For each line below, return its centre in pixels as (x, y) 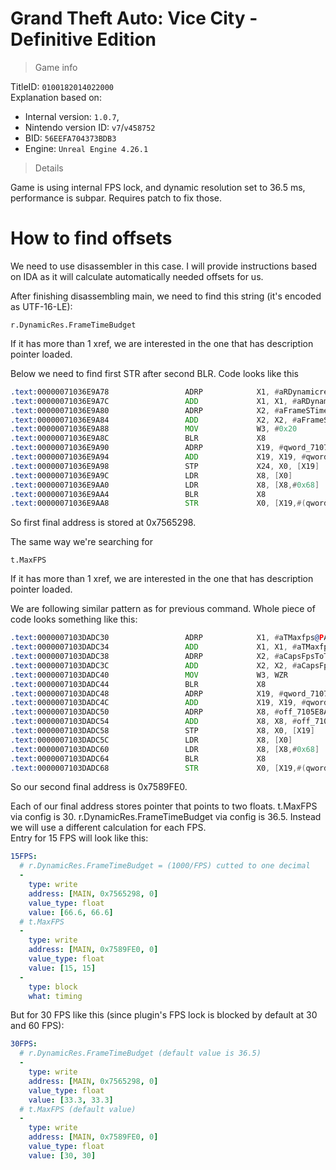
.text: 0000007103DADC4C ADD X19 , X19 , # (158, 703)
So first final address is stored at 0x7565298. (103, 523)
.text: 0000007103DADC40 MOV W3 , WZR (149, 675)
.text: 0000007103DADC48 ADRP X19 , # (147, 693)
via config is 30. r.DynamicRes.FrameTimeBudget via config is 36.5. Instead (166, 817)
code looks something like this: (74, 619)
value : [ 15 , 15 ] (62, 968)
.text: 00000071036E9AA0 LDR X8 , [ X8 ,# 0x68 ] (165, 485)
